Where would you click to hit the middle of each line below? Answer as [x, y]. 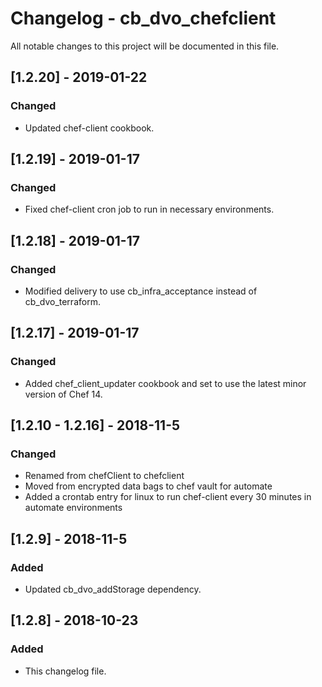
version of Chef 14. [63, 394]
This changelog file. [65, 671]
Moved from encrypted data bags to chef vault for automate [148, 486]
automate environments [73, 508]
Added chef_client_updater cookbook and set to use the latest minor [165, 383]
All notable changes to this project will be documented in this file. [145, 46]
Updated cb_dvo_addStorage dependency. [113, 589]
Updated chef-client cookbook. [89, 128]
